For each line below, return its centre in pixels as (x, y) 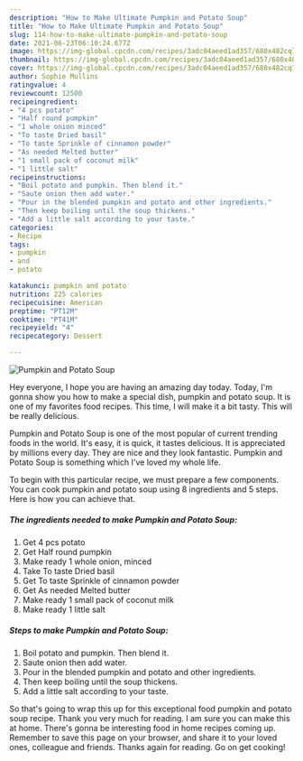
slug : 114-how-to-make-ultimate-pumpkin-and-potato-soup (119, 34)
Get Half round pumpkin (67, 552)
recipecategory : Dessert (56, 336)
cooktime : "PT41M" (44, 320)
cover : (22, 69)
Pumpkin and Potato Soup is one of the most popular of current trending (143, 433)
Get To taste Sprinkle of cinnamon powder (101, 580)
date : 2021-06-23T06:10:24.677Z (70, 43)
